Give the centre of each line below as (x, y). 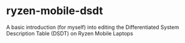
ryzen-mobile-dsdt (55, 11)
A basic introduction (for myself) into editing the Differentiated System (93, 27)
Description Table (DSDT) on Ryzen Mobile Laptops (70, 33)
